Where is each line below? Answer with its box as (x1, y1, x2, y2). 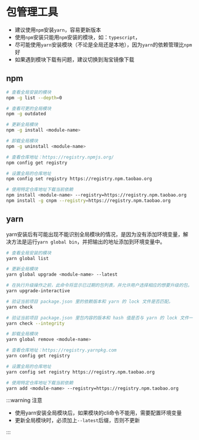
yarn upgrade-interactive (6, 288, 70, 294)
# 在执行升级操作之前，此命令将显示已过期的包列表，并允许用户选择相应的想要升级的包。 (6, 283, 192, 289)
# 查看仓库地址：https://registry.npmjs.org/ (6, 154, 114, 160)
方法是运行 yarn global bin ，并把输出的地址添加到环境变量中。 (11, 238, 166, 245)
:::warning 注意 (6, 397, 43, 404)
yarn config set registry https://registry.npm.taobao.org (6, 369, 155, 375)
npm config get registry (6, 160, 68, 166)
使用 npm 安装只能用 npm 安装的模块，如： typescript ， (14, 33, 141, 40)
